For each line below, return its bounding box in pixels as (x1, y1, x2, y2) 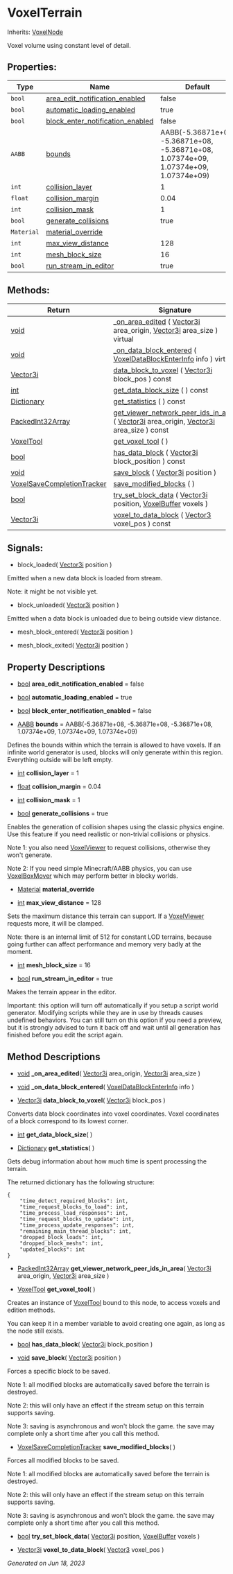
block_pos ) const (113, 374, 172, 383)
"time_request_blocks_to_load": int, (19, 1204, 129, 1211)
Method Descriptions (7, 1050, 101, 1062)
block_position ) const (113, 456, 186, 466)
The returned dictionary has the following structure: (7, 1178, 155, 1186)
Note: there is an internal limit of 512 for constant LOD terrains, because (7, 933, 212, 941)
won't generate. (7, 851, 53, 859)
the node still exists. (7, 1326, 64, 1335)
